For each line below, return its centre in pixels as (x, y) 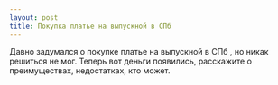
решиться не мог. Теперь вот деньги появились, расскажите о (131, 61)
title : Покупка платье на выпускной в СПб (90, 26)
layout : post (34, 17)
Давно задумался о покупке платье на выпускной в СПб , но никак (139, 51)
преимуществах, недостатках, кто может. (90, 70)
